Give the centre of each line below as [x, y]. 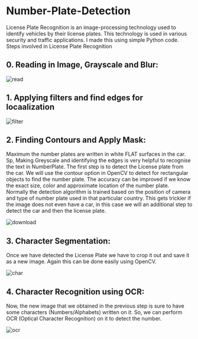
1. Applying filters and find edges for [75, 98]
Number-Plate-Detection [69, 11]
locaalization [30, 107]
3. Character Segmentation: [59, 241]
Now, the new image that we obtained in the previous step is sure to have [95, 306]
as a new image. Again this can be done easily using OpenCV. [81, 261]
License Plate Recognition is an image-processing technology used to [91, 27]
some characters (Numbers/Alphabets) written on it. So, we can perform [94, 312]
